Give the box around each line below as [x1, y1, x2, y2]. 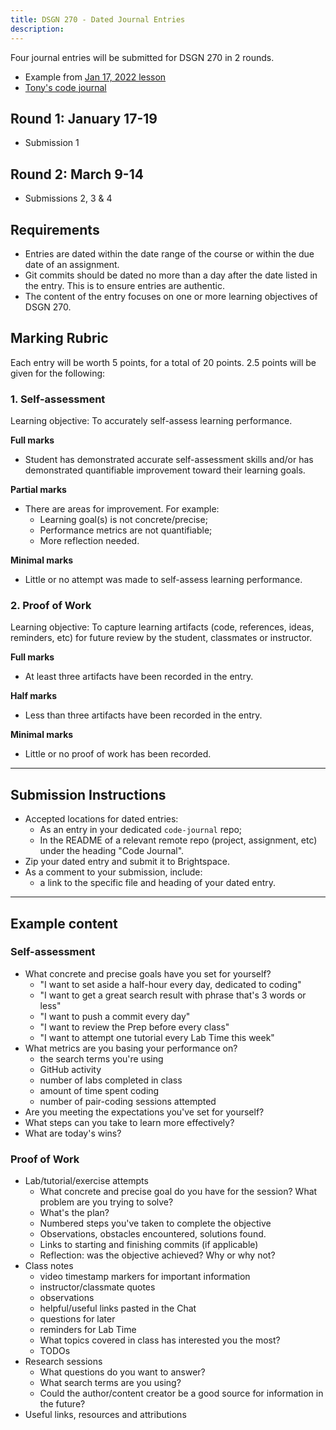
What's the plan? [39, 1207, 110, 1219]
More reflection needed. [39, 535, 140, 547]
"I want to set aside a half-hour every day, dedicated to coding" [39, 978, 302, 990]
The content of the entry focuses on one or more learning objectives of [24, 290, 318, 302]
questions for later [39, 1313, 116, 1325]
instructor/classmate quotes [39, 1281, 156, 1293]
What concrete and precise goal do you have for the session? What [39, 1186, 318, 1198]
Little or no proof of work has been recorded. [24, 748, 212, 760]
